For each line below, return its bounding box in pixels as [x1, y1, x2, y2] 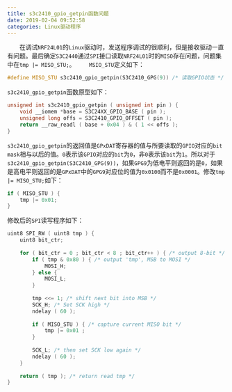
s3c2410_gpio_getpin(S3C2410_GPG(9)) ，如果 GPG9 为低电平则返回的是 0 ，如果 [7, 158, 224, 167]
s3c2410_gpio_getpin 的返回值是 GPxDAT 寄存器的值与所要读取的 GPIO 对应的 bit [7, 141, 223, 150]
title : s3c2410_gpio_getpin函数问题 [7, 10, 109, 17]
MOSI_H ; [44, 262, 67, 269]
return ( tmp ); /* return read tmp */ [19, 373, 135, 379]
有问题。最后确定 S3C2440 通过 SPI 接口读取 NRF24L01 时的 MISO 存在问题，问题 [7, 52, 216, 60]
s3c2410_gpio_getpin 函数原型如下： [7, 88, 110, 96]
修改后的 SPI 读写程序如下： [7, 217, 84, 225]
